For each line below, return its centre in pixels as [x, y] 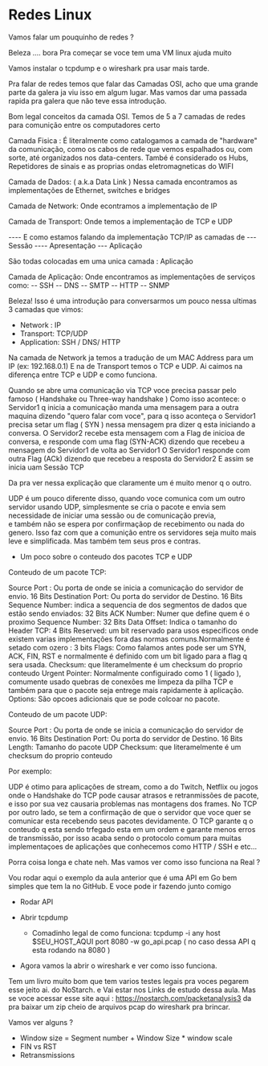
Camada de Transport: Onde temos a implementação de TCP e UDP [120, 221]
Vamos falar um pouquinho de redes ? [71, 37]
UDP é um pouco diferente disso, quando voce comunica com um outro [127, 498]
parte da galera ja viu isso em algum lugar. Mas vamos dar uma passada [128, 92]
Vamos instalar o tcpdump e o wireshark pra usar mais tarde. [109, 68]
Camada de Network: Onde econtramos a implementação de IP [113, 206]
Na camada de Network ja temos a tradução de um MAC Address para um [131, 357]
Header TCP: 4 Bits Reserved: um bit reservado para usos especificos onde [134, 630]
